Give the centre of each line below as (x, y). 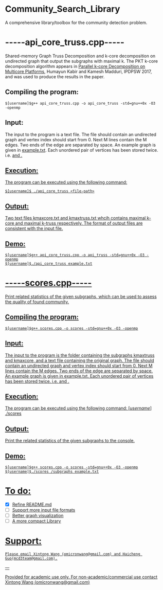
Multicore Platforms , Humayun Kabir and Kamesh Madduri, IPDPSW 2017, (79, 71)
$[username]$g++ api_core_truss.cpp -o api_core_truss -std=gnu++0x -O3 (80, 103)
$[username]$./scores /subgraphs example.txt (52, 471)
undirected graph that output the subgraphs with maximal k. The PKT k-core (81, 61)
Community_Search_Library (63, 9)
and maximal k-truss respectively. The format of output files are (79, 223)
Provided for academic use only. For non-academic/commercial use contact (81, 577)
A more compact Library (36, 521)
